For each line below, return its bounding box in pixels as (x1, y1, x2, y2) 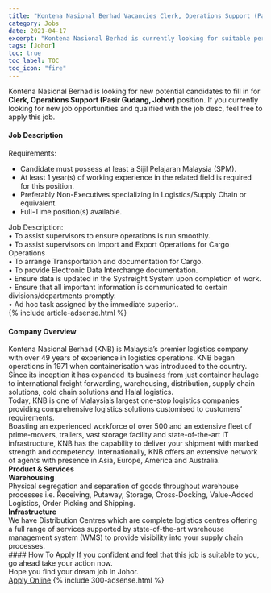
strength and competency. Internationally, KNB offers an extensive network (8, 447, 258, 457)
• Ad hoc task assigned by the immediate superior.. (8, 299, 179, 309)
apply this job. (8, 112, 56, 122)
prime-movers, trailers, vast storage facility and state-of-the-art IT (8, 430, 229, 440)
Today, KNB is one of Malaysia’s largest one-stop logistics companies (8, 396, 240, 405)
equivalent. (19, 198, 58, 208)
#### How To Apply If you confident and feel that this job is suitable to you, (8, 549, 260, 560)
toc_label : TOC (8, 57, 60, 65)
